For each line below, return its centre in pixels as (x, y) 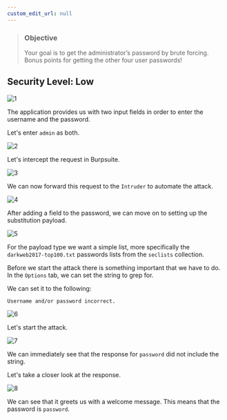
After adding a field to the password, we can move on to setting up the (107, 213)
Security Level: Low (51, 82)
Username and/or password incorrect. (61, 301)
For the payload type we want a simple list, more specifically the (98, 247)
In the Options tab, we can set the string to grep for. (80, 275)
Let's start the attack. (37, 327)
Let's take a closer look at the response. (64, 374)
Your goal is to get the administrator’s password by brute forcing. (116, 52)
